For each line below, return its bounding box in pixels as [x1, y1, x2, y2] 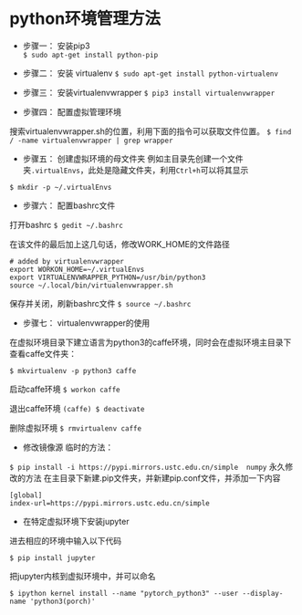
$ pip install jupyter [9, 553, 96, 562]
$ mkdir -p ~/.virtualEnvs [9, 182, 112, 192]
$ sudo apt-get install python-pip [22, 50, 159, 59]
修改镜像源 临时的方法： [22, 442, 114, 453]
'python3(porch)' [29, 597, 96, 606]
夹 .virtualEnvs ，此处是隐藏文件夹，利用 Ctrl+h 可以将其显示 [22, 164, 249, 175]
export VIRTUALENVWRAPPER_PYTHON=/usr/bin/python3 [9, 273, 206, 282]
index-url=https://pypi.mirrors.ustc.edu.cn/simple [9, 498, 210, 507]
